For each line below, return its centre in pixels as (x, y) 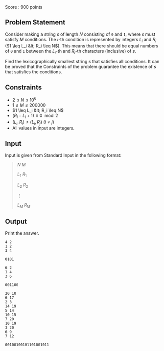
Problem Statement (35, 22)
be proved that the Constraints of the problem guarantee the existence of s (81, 67)
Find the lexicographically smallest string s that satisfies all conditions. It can (82, 62)
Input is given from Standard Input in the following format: (63, 155)
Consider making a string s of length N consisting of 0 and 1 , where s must (80, 34)
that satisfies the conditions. (34, 72)
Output (16, 222)
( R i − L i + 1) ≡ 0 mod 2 (35, 116)
